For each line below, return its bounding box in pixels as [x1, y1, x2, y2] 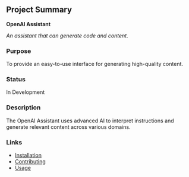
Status [6, 75, 26, 84]
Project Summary [6, 5, 73, 15]
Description [6, 103, 41, 112]
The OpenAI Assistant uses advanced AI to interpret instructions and [6, 117, 174, 124]
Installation [14, 151, 42, 159]
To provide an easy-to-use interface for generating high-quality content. [6, 61, 183, 68]
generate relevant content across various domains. [6, 123, 131, 130]
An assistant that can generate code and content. [6, 32, 129, 39]
